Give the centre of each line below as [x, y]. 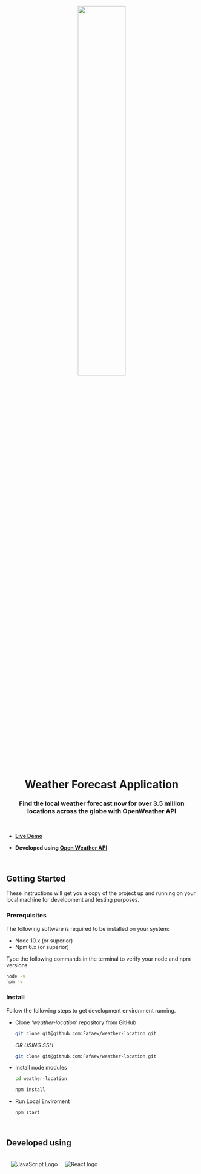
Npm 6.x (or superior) [42, 947]
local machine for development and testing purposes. [73, 900]
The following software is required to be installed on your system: [88, 928]
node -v [16, 976]
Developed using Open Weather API [61, 848]
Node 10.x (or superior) [44, 941]
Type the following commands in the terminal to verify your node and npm [98, 959]
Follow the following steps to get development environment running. [91, 1010]
